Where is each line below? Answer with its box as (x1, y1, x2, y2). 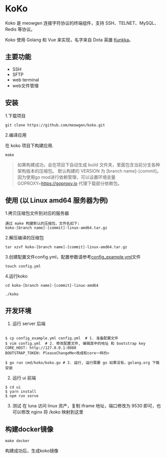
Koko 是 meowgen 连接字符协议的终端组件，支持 (5, 20, 105, 26)
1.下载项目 (5, 113, 26, 119)
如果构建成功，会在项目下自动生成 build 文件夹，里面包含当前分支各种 (17, 162, 160, 168)
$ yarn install (5, 389, 37, 394)
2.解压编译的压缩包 (5, 235, 44, 241)
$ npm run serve (5, 393, 39, 398)
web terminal (12, 76, 39, 82)
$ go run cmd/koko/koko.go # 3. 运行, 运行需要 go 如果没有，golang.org (5, 360, 150, 365)
